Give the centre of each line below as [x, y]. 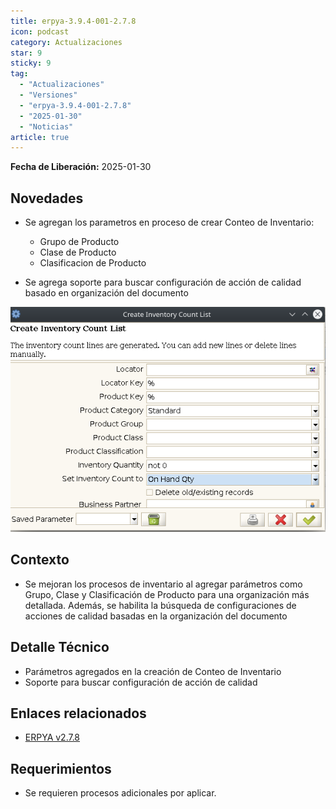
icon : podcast [40, 31]
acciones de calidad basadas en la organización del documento [156, 616]
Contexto [40, 560]
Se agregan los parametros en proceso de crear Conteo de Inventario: [169, 222]
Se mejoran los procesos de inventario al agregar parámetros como [163, 584]
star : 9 [26, 53]
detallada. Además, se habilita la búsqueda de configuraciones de [160, 605]
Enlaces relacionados [78, 713]
